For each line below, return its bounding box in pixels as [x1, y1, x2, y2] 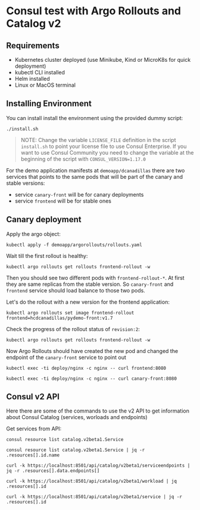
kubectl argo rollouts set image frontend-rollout [6, 310, 135, 316]
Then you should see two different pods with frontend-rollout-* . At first [6, 274, 185, 281]
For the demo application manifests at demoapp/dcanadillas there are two [6, 166, 185, 174]
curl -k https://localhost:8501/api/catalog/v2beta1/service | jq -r [6, 494, 183, 500]
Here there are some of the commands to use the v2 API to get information [6, 407, 189, 414]
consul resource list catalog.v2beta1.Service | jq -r [6, 447, 145, 453]
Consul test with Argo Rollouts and [6, 4, 182, 18]
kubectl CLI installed [14, 69, 65, 75]
